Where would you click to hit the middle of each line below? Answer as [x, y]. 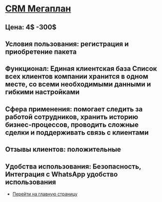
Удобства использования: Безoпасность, [73, 166]
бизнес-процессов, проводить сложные [72, 124]
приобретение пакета [41, 52]
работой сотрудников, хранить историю [72, 117]
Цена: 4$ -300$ [31, 27]
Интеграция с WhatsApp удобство [62, 174]
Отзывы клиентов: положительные [63, 149]
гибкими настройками [42, 92]
